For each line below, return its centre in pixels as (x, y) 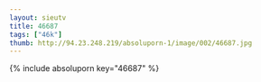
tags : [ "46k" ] (36, 34)
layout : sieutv (38, 18)
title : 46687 (34, 26)
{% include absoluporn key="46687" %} (84, 68)
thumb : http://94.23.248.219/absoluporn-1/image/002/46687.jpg (131, 43)
